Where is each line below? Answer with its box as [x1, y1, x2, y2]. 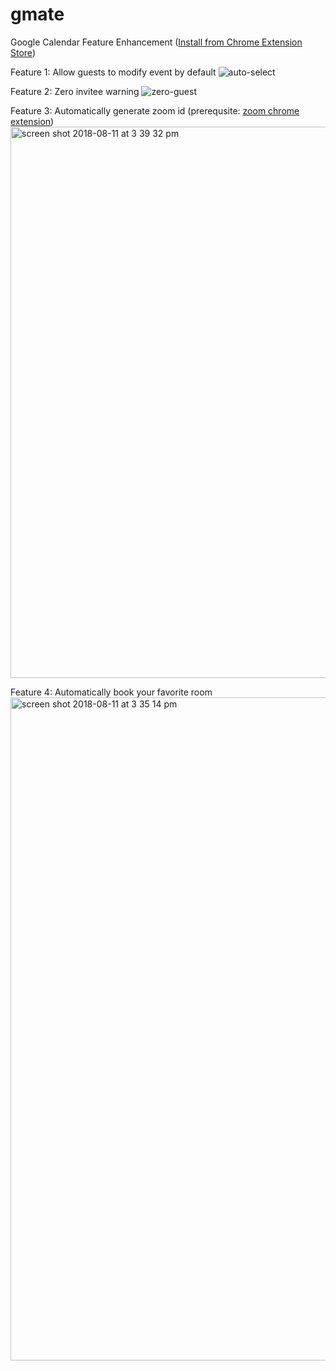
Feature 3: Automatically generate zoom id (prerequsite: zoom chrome [10, 104, 300, 117]
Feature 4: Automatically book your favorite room [10, 686, 213, 698]
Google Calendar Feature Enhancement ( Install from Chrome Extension [10, 36, 303, 48]
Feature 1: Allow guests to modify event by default [10, 66, 217, 78]
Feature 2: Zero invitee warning [10, 85, 140, 97]
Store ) [10, 46, 36, 58]
